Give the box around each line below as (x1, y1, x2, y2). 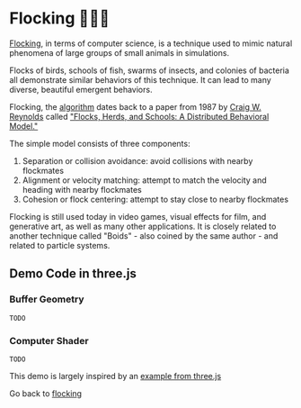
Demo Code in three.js (9, 266, 137, 282)
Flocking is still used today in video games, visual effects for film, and (9, 211, 267, 222)
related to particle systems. (9, 240, 111, 250)
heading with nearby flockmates (22, 184, 142, 195)
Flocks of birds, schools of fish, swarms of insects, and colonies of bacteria (9, 65, 290, 76)
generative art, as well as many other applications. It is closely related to (9, 221, 277, 231)
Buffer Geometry (9, 293, 84, 305)
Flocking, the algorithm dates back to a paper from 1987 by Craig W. (9, 101, 262, 112)
